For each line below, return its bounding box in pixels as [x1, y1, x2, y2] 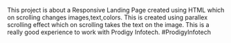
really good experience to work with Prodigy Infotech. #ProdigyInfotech [7, 28, 212, 36]
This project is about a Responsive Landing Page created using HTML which [7, 6, 225, 14]
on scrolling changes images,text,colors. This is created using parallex [7, 13, 208, 21]
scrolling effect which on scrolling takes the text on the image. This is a [7, 21, 210, 28]
